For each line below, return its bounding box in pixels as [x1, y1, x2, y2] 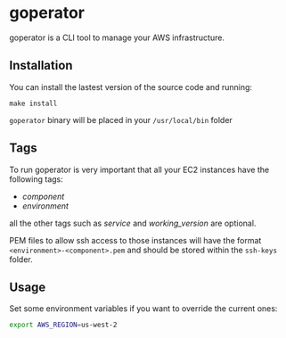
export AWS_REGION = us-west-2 [9, 320, 118, 330]
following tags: [9, 173, 64, 185]
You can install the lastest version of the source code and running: [9, 81, 252, 92]
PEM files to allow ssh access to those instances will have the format [9, 235, 262, 245]
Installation [9, 58, 73, 73]
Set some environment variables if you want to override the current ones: [9, 303, 278, 314]
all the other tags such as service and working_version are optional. [9, 218, 257, 228]
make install [9, 99, 58, 108]
